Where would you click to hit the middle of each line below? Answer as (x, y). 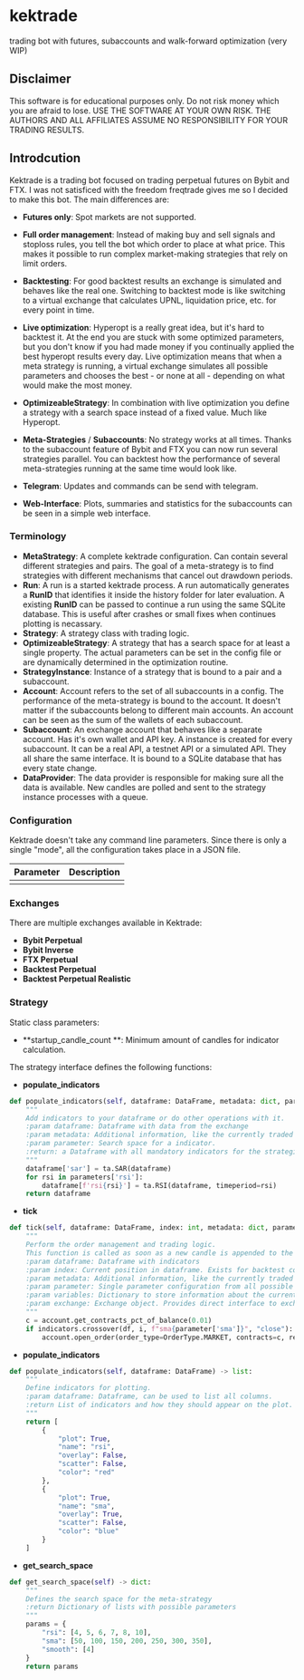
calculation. (44, 1049)
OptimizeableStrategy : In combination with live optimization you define (156, 402)
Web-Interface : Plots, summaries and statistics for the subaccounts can (157, 503)
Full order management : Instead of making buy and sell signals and (149, 234)
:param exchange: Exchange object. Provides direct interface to (152, 1304)
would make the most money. (77, 385)
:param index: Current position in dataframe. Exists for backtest (155, 1270)
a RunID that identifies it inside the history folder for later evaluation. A (153, 594)
